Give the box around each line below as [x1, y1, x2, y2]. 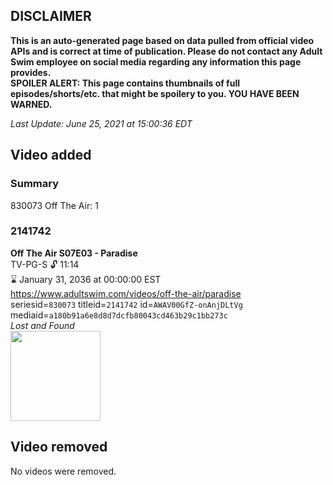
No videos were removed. [10, 465, 117, 477]
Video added [10, 147, 92, 164]
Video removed [10, 439, 108, 456]
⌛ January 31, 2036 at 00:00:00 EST [10, 273, 162, 285]
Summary [10, 177, 60, 191]
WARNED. [10, 98, 53, 110]
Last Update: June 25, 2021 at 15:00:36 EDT [10, 117, 193, 129]
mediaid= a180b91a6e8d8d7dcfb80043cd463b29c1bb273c [10, 309, 228, 321]
